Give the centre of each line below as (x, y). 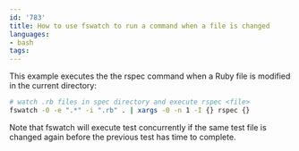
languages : (30, 34)
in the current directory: (53, 86)
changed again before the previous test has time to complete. (123, 137)
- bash (21, 42)
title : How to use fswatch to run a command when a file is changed (140, 26)
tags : (19, 51)
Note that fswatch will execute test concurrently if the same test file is (138, 127)
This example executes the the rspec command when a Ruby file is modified (150, 76)
